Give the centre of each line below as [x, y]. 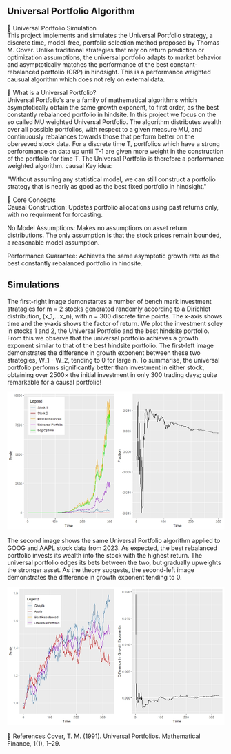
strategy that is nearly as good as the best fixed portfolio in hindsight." [107, 186]
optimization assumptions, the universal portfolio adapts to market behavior [114, 57]
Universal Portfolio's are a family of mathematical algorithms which [102, 100]
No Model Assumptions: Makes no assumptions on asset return [97, 227]
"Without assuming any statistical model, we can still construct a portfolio [111, 179]
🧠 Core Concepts [32, 200]
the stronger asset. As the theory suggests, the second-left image [101, 570]
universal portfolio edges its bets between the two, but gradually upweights [114, 563]
